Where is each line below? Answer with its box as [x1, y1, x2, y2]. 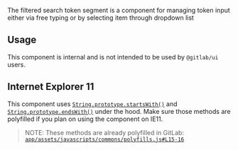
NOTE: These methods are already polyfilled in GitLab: [24, 128, 185, 137]
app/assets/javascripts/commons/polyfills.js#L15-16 [24, 136, 185, 143]
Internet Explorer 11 [7, 81, 94, 93]
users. [7, 60, 26, 69]
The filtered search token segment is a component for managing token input [7, 6, 231, 14]
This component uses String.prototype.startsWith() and [7, 99, 178, 108]
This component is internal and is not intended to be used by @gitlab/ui [7, 52, 219, 61]
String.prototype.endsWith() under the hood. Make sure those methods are [7, 107, 231, 115]
